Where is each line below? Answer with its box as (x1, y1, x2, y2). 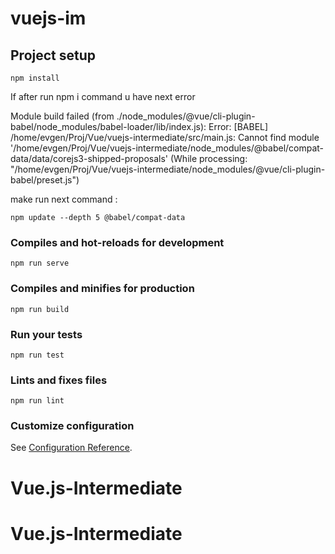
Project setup (10, 47, 97, 64)
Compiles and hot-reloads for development (10, 235, 225, 249)
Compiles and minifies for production (10, 282, 195, 296)
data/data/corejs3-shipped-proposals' (10, 153, 169, 164)
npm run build (10, 304, 70, 314)
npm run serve (10, 258, 70, 269)
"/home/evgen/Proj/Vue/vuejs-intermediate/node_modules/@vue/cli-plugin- (10, 163, 326, 175)
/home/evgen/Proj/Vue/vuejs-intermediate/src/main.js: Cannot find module (10, 132, 320, 143)
